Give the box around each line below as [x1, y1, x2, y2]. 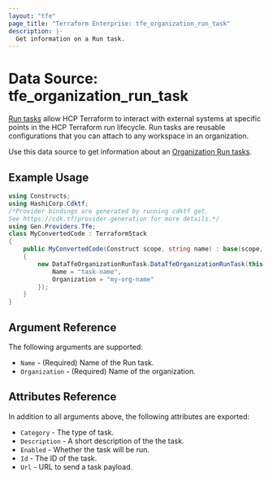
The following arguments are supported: [8, 342, 144, 351]
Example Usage [8, 170, 89, 184]
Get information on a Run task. [15, 34, 126, 43]
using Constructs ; [8, 192, 71, 200]
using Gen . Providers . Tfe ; [8, 222, 96, 230]
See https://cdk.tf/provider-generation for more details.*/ [8, 215, 220, 223]
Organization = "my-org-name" [51, 275, 154, 283]
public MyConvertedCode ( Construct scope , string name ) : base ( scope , [23, 245, 264, 253]
